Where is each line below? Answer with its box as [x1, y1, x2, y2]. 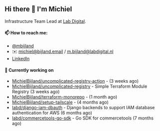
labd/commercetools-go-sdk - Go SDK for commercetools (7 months [11, 115, 154, 121]
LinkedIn [11, 56, 30, 62]
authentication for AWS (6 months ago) [11, 110, 93, 116]
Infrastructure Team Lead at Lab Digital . [4, 18, 86, 24]
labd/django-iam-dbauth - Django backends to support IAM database [11, 105, 155, 111]
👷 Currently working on [4, 67, 54, 73]
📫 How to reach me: [4, 30, 48, 36]
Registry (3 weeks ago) [11, 89, 60, 95]
